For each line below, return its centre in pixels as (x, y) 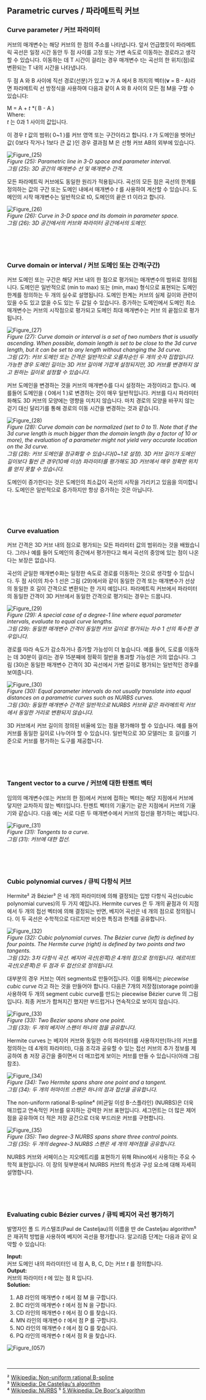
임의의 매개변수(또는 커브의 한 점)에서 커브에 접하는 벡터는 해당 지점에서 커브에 (100, 797)
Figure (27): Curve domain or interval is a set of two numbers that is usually (102, 336)
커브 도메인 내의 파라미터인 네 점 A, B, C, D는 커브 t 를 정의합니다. (85, 1264)
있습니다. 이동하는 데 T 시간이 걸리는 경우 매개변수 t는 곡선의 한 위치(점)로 (107, 59)
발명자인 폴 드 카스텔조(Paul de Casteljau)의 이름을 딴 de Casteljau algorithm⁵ (102, 1229)
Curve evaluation (33, 530)
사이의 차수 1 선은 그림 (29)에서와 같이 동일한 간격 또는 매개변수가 (106, 581)
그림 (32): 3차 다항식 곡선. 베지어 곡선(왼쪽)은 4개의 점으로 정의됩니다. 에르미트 (101, 958)
